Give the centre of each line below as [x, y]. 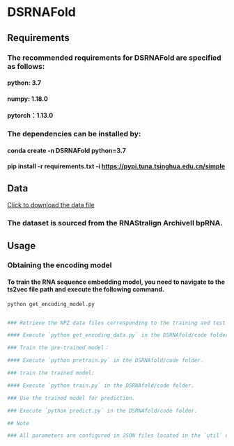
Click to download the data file [51, 205]
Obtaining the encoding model [60, 265]
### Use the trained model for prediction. [71, 398]
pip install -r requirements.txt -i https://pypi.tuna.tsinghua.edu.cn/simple [116, 166]
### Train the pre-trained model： [58, 348]
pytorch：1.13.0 [30, 116]
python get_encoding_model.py [51, 304]
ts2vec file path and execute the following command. [86, 289]
